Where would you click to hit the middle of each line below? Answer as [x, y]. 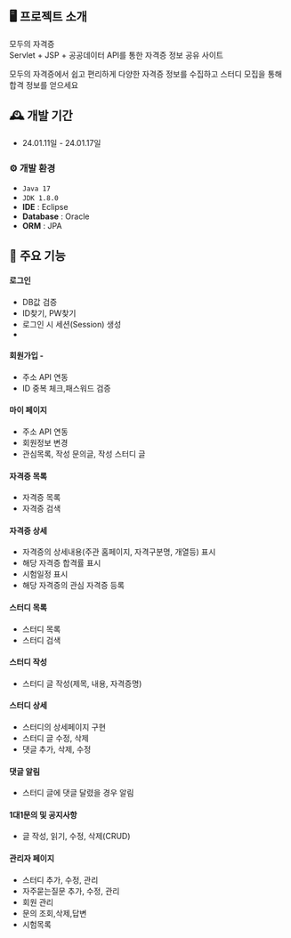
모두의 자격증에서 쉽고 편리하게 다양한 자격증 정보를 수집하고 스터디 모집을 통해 [146, 74]
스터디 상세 [28, 706]
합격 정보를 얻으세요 [44, 85]
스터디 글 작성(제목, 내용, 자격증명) [82, 683]
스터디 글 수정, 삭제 [55, 738]
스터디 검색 [41, 640]
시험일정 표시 [45, 574]
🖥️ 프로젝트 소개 [48, 17]
